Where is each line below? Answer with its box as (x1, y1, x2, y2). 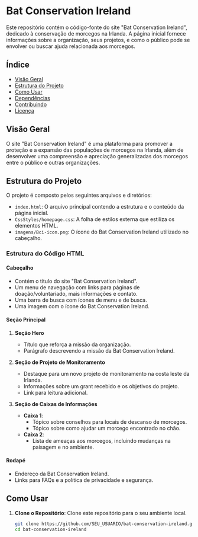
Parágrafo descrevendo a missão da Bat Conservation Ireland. (23, 347, 175, 354)
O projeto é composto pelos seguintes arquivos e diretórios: (6, 191, 152, 199)
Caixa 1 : (23, 412, 43, 419)
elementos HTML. (14, 222, 59, 229)
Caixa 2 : (23, 431, 44, 438)
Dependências (14, 94, 50, 101)
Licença (14, 107, 34, 114)
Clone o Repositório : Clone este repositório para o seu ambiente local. (14, 509, 187, 516)
